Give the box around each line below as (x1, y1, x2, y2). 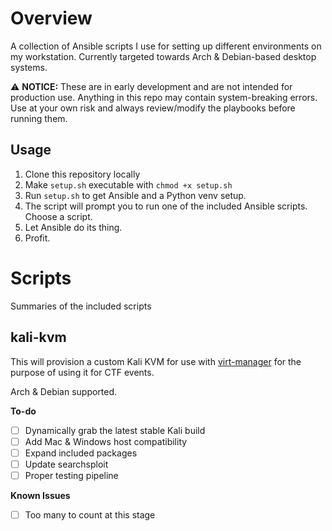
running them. (10, 112, 68, 124)
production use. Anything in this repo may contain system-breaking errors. (10, 91, 318, 103)
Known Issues (10, 489, 71, 501)
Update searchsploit (24, 458, 109, 470)
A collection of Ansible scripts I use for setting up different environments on (10, 40, 322, 52)
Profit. (24, 232, 51, 244)
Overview (10, 7, 93, 30)
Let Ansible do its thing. (24, 221, 123, 233)
